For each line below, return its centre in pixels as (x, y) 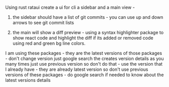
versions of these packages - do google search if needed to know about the (85, 75)
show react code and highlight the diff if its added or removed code (83, 38)
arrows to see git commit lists (43, 23)
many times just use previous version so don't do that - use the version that (84, 64)
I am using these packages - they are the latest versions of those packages (84, 53)
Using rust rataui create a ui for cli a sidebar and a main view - (70, 7)
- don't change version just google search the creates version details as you (85, 59)
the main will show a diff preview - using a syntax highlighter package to (88, 32)
